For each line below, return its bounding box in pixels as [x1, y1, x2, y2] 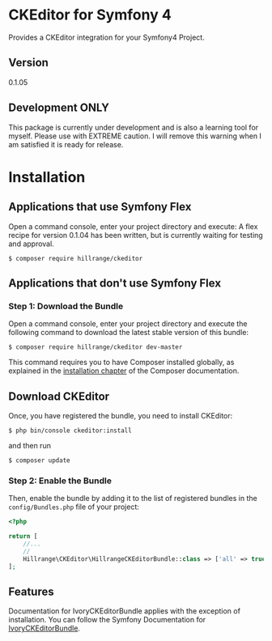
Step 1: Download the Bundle [8, 300, 124, 312]
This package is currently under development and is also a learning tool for [8, 122, 259, 132]
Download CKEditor [8, 389, 110, 403]
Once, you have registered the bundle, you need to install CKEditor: [8, 411, 233, 421]
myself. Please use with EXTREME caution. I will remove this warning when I [8, 131, 261, 141]
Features [8, 585, 54, 598]
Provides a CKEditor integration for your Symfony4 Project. [8, 32, 205, 42]
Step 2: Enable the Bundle [8, 475, 112, 486]
